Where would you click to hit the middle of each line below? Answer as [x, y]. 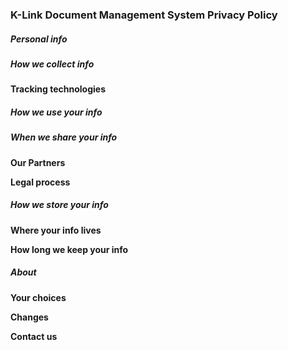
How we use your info [56, 112]
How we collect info [52, 64]
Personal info [39, 39]
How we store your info [59, 205]
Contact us [34, 336]
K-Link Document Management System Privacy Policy [144, 15]
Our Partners [38, 162]
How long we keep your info [69, 249]
